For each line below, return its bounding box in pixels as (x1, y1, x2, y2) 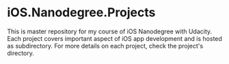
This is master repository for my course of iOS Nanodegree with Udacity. (7, 27, 213, 35)
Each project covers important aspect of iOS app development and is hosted (7, 34, 222, 42)
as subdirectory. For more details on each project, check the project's (7, 42, 204, 50)
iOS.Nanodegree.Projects (7, 5, 156, 20)
